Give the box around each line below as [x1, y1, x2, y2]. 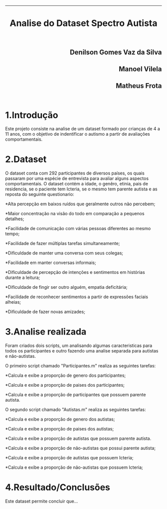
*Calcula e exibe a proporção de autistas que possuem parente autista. [5, 435, 152, 441]
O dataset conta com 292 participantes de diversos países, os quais [5, 170, 145, 176]
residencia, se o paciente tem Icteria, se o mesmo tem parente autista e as [5, 186, 158, 192]
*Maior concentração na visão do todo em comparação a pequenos [5, 211, 145, 217]
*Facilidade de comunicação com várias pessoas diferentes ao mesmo [5, 226, 151, 232]
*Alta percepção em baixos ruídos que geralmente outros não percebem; [5, 201, 156, 207]
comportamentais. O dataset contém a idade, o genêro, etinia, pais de [5, 181, 148, 187]
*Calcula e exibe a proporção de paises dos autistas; [5, 426, 114, 432]
